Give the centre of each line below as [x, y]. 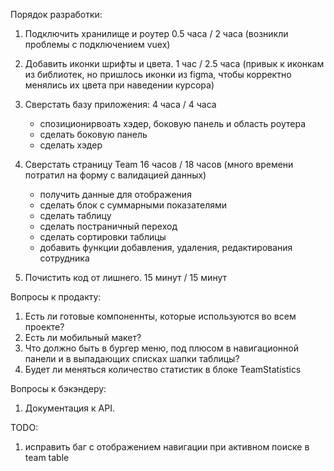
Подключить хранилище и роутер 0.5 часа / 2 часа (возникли [156, 33]
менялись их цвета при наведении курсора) [119, 85]
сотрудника [64, 258]
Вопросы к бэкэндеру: [58, 388]
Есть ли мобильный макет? [83, 337]
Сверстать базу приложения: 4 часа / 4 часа [120, 104]
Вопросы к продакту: [56, 297]
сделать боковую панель [93, 134]
